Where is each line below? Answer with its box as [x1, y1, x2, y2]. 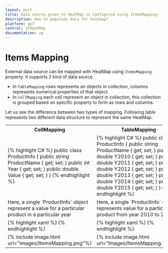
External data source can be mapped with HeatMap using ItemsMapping [5, 68, 152, 74]
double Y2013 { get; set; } [96, 172, 157, 179]
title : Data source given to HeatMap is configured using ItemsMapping [5, 12, 157, 17]
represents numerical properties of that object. [12, 88, 109, 95]
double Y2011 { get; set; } [96, 159, 157, 166]
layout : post [5, 7, 32, 12]
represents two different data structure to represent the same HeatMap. [5, 114, 153, 120]
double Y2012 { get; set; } [96, 165, 157, 172]
